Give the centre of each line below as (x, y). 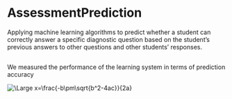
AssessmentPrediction (75, 13)
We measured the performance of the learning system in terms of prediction (116, 67)
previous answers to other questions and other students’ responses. (105, 47)
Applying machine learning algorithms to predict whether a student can (109, 32)
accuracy (20, 75)
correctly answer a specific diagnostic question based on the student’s (109, 39)
